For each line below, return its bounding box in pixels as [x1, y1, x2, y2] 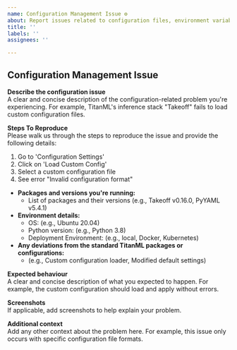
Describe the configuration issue [7, 87, 106, 96]
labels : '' [7, 30, 39, 37]
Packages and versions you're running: [17, 188, 136, 197]
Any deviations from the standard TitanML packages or [17, 241, 183, 249]
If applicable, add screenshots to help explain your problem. [7, 306, 182, 314]
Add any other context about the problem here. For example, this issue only [7, 327, 227, 335]
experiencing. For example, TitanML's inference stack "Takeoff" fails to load [7, 102, 228, 111]
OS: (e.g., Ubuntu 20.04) [28, 218, 100, 227]
